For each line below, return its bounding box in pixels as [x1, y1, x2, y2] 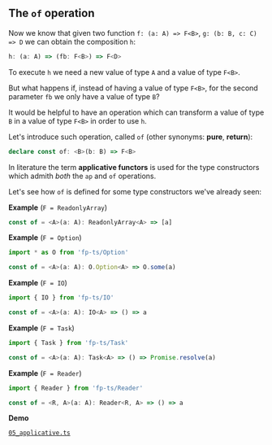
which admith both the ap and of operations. [8, 171, 157, 181]
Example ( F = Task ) [8, 323, 75, 333]
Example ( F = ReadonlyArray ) [8, 203, 108, 212]
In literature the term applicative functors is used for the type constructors [8, 162, 260, 172]
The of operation [8, 7, 95, 20]
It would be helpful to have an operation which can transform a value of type [8, 107, 265, 117]
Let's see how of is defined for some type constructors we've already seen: [8, 186, 262, 196]
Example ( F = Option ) [8, 233, 83, 242]
